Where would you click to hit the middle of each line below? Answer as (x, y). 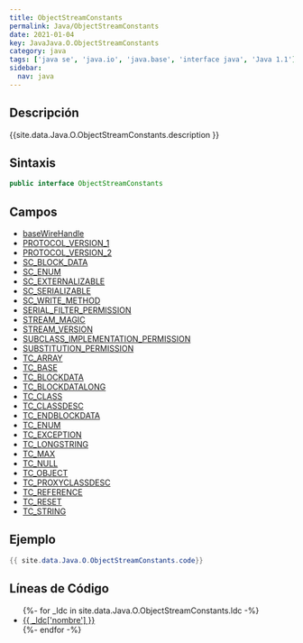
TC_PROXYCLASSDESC (66, 482)
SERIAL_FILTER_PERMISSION (77, 310)
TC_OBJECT (45, 473)
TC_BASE (40, 368)
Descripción (44, 113)
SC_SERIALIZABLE (57, 291)
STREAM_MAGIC (54, 320)
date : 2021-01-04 (42, 34)
